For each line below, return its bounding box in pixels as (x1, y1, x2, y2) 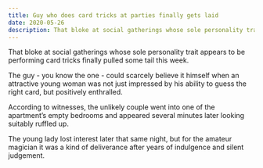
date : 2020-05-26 (8, 19, 65, 27)
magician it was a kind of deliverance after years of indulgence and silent (8, 142, 244, 152)
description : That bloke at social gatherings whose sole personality (8, 26, 243, 34)
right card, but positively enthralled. (8, 88, 123, 97)
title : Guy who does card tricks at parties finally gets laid (8, 11, 219, 20)
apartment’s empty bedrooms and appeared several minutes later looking (8, 111, 245, 120)
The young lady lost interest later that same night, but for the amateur (8, 134, 232, 144)
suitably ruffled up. (8, 119, 69, 129)
